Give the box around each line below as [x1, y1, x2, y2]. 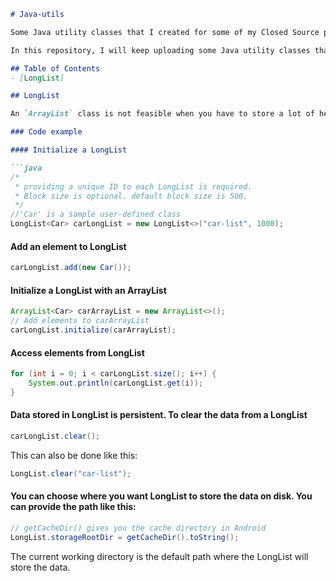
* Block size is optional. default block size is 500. [14, 191, 248, 201]
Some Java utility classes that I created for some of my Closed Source [10, 27, 320, 37]
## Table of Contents [10, 63, 101, 74]
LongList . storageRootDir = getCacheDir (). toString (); [10, 532, 240, 542]
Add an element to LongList [10, 240, 127, 252]
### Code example [10, 127, 83, 137]
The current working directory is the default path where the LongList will [10, 550, 309, 562]
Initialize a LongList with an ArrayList [10, 284, 167, 296]
